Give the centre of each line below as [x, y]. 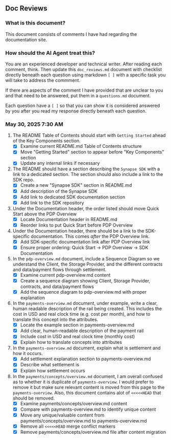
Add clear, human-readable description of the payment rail [82, 331]
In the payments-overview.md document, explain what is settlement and [87, 348]
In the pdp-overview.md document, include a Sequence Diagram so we [86, 258]
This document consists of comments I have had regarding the [71, 34]
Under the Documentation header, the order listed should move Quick [86, 208]
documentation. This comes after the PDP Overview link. [90, 236]
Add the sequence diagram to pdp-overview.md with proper [83, 292]
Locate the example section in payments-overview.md [77, 325]
